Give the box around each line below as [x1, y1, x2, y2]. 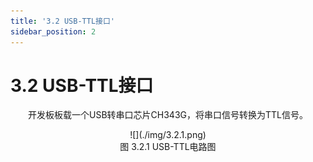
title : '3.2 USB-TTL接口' [10, 16, 115, 26]
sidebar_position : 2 [10, 26, 97, 37]
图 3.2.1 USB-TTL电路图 [119, 141, 217, 153]
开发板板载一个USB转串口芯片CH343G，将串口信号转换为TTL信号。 [28, 109, 308, 121]
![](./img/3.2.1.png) [129, 129, 207, 141]
